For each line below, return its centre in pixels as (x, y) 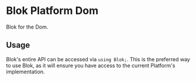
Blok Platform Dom (52, 11)
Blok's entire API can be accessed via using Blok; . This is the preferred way (98, 59)
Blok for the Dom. (27, 27)
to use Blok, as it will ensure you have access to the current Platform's (91, 65)
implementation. (25, 72)
